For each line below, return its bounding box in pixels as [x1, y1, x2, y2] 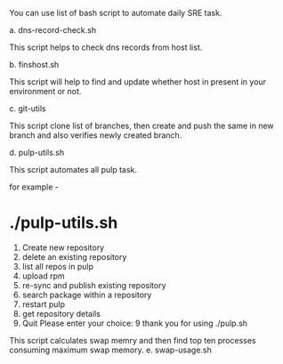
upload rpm [21, 271, 65, 281]
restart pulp [21, 298, 65, 310]
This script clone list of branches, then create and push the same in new [9, 120, 274, 131]
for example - [9, 182, 60, 192]
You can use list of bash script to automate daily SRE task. [9, 8, 222, 18]
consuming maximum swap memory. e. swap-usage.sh [9, 344, 212, 355]
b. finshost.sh [9, 60, 60, 69]
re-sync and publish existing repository [21, 279, 166, 290]
